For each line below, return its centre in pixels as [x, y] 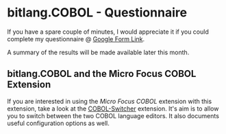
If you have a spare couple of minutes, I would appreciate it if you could [108, 32]
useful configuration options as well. [58, 123]
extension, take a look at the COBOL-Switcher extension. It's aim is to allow [113, 109]
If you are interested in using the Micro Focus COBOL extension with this [110, 101]
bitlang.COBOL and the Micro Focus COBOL [102, 74]
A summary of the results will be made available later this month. [98, 52]
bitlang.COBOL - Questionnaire [97, 13]
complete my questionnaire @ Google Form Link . [76, 38]
